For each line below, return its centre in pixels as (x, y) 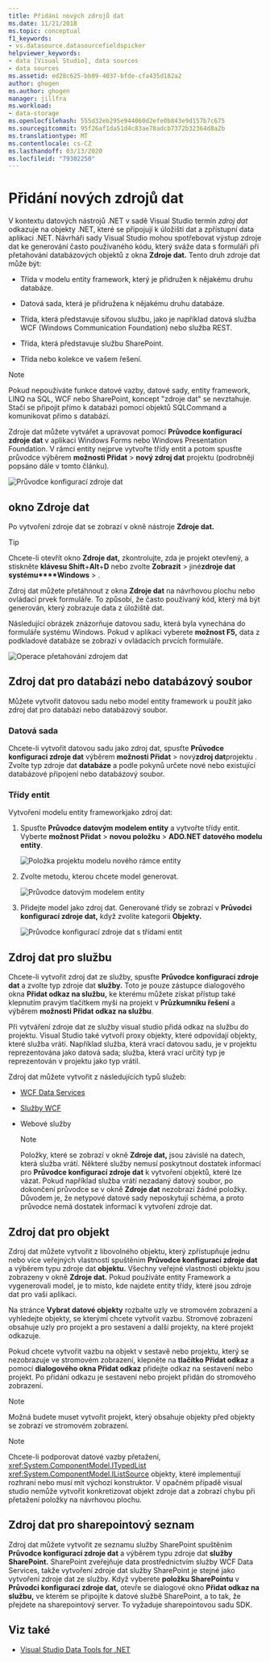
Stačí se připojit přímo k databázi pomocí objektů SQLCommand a (118, 408)
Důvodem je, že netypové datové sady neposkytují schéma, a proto (132, 1198)
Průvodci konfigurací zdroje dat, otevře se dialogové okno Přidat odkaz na (134, 1587)
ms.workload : (30, 106)
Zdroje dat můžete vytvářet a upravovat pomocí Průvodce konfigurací (125, 432)
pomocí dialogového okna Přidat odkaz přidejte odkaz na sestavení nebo (131, 1369)
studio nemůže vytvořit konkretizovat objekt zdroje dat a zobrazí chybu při (132, 1492)
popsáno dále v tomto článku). (59, 466)
